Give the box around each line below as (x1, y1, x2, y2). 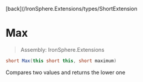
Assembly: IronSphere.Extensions (20, 46, 105, 53)
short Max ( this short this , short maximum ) (5, 57, 117, 64)
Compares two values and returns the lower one (5, 69, 126, 76)
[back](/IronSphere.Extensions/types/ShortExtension (5, 5, 138, 12)
